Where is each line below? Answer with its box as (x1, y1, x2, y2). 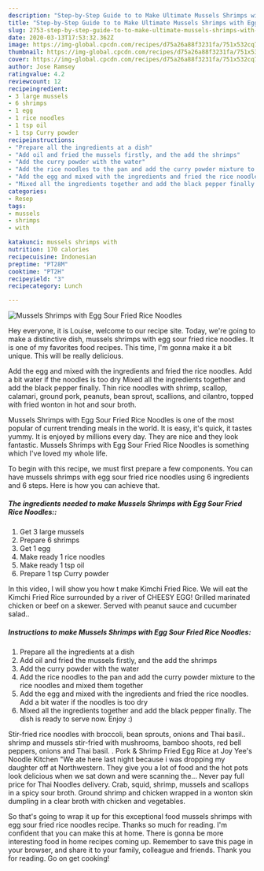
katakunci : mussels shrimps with (8, 238, 118, 247)
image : (8, 41, 30, 49)
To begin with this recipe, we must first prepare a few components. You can (8, 464, 254, 474)
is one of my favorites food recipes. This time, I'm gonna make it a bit (8, 343, 232, 352)
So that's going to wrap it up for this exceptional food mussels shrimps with (8, 812, 253, 821)
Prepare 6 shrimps (19, 535, 80, 545)
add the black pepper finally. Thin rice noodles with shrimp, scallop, (8, 383, 228, 393)
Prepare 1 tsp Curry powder (19, 569, 109, 579)
